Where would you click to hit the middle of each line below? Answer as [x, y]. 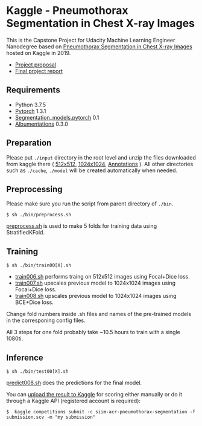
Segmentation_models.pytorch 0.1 [57, 117]
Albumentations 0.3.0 [41, 124]
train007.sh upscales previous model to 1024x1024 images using [95, 283]
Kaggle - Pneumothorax [67, 11]
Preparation [29, 143]
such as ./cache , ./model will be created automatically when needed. [92, 170]
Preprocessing [34, 189]
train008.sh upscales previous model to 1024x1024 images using [96, 296]
